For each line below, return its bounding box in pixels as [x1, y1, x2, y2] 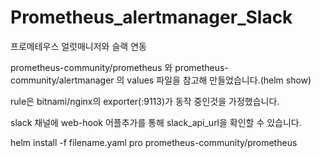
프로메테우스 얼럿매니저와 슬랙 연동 [10, 40, 147, 52]
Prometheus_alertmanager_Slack [10, 6, 293, 29]
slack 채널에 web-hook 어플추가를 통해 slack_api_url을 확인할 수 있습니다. [10, 116, 302, 128]
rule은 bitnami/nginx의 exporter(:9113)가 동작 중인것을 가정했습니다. [10, 95, 280, 107]
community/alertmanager [10, 74, 115, 86]
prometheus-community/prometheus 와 [10, 61, 173, 73]
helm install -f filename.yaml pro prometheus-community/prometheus [10, 136, 298, 148]
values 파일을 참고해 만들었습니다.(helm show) [126, 74, 312, 86]
